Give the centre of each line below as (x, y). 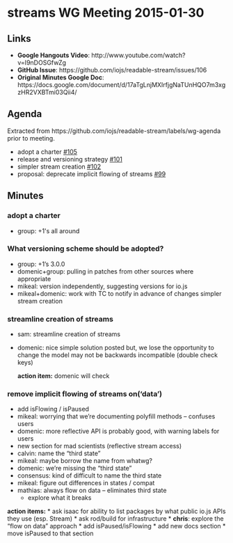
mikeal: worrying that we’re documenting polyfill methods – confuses (116, 416)
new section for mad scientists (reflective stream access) (99, 446)
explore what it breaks (59, 498)
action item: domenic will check (63, 376)
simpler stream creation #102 (59, 166)
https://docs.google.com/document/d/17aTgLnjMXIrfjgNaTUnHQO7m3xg (121, 85)
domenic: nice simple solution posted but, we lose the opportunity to (115, 348)
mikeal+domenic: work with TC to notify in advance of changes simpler (119, 293)
